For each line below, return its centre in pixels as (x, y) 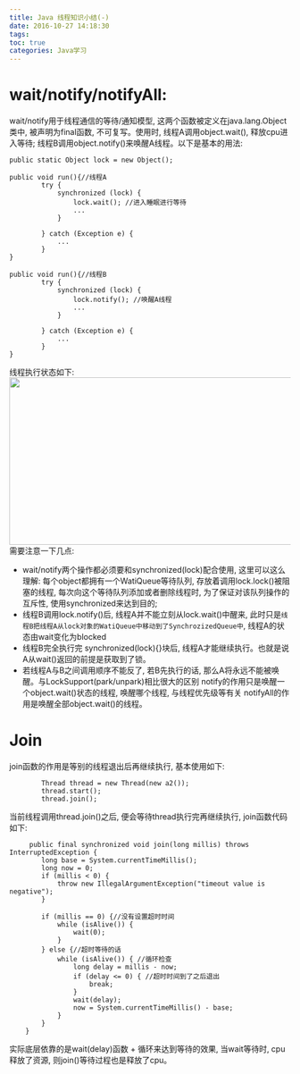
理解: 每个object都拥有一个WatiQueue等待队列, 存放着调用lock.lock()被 (152, 581)
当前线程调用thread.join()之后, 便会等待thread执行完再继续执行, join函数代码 (149, 817)
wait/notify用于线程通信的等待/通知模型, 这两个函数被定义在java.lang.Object (148, 121)
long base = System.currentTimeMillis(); (120, 860)
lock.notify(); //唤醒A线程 (122, 300)
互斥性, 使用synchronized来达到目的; (90, 603)
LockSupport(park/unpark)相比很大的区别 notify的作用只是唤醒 (162, 682)
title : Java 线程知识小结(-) (59, 17)
